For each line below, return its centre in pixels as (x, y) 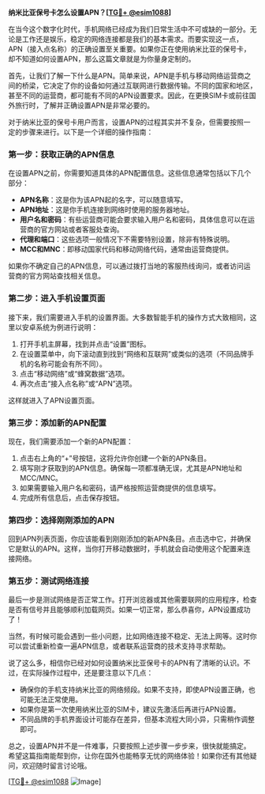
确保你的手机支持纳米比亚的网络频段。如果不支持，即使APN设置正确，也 (137, 690)
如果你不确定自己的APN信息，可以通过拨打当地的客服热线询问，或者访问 (126, 266)
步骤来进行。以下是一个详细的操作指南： (88, 132)
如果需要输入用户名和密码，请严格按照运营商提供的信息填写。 (120, 488)
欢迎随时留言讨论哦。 (56, 766)
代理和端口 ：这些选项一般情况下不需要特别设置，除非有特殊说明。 (127, 240)
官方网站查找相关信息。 (67, 276)
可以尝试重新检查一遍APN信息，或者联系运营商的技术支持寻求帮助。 (119, 646)
